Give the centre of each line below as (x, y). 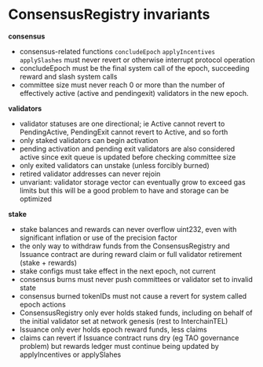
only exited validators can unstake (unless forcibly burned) (114, 165)
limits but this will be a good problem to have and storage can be (124, 190)
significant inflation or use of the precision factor (99, 237)
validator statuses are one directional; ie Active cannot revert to (122, 123)
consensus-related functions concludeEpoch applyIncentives (117, 51)
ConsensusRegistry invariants (109, 15)
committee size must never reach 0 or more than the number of (122, 85)
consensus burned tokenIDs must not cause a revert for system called (133, 295)
